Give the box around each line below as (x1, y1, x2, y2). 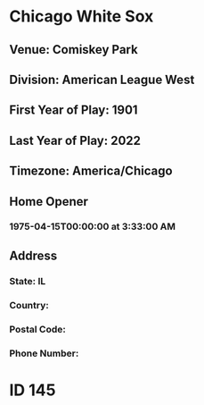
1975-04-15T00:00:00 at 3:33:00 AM (9, 221, 176, 233)
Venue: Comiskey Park (9, 42, 138, 57)
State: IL (9, 274, 46, 287)
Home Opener (9, 194, 89, 209)
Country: (9, 299, 49, 311)
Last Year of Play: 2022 (9, 132, 141, 148)
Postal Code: (9, 323, 67, 335)
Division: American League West (9, 72, 195, 87)
